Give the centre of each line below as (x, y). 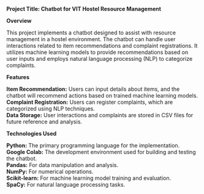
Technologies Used (32, 134)
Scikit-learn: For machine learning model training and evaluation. (89, 178)
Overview (19, 21)
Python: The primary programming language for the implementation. (93, 145)
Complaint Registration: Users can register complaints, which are (90, 102)
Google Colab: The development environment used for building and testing (101, 152)
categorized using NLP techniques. (51, 109)
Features (18, 77)
